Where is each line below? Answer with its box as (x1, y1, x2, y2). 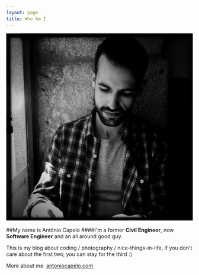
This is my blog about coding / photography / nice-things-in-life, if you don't (6, 244, 192, 251)
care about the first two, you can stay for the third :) (6, 250, 132, 258)
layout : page (6, 10, 38, 15)
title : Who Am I (6, 15, 46, 22)
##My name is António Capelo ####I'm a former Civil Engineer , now (6, 226, 174, 233)
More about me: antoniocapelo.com (6, 262, 94, 269)
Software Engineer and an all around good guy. (6, 232, 123, 240)
